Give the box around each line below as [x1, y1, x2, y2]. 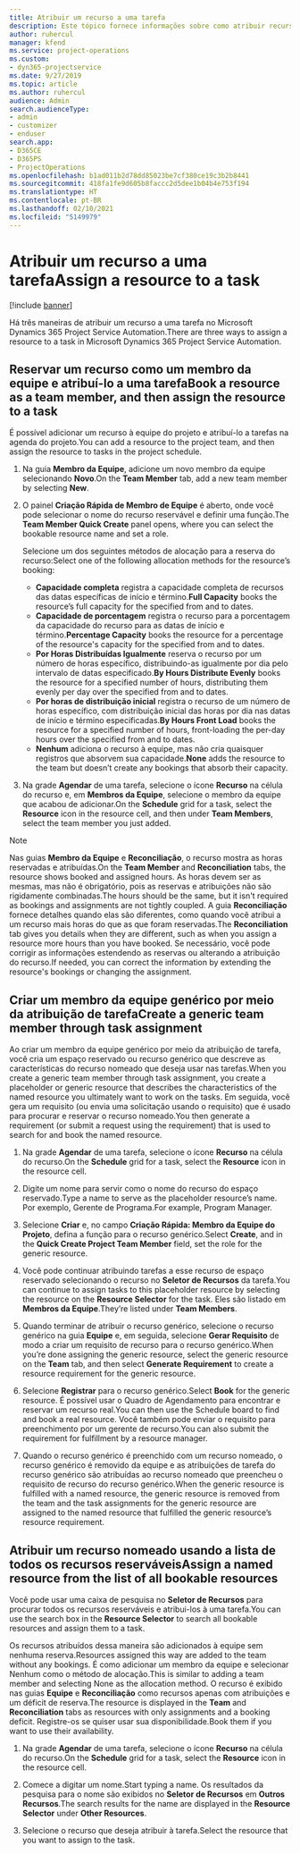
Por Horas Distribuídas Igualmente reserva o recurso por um [35, 649, 262, 660]
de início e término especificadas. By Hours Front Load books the [35, 715, 277, 726]
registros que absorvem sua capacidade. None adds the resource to [35, 753, 286, 764]
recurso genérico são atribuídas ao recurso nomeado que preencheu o [21, 1470, 284, 1480]
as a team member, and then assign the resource [9, 390, 286, 405]
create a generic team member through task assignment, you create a [9, 1073, 266, 1083]
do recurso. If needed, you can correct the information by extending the [9, 957, 271, 968]
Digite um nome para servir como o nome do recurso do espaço [21, 1184, 259, 1194]
